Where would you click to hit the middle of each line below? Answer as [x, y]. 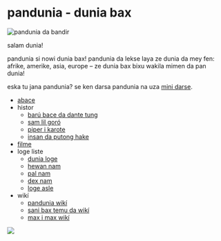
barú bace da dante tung [63, 115]
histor [25, 107]
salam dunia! [25, 45]
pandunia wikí [47, 202]
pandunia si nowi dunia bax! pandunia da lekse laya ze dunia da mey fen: [111, 58]
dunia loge [42, 158]
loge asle [40, 188]
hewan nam [44, 166]
